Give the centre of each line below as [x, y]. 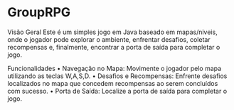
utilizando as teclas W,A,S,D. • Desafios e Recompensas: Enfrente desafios [117, 76]
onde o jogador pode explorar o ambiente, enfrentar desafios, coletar [109, 39]
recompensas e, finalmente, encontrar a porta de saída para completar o [114, 47]
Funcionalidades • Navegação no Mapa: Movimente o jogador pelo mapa [115, 68]
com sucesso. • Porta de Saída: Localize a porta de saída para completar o [117, 91]
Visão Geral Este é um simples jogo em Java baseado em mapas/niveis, [113, 32]
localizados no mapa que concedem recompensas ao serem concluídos [113, 83]
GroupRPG [39, 12]
